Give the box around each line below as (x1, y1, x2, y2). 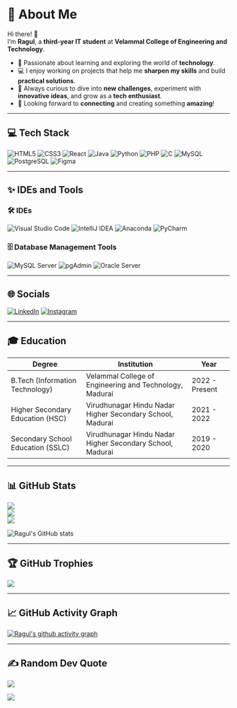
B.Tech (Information (11, 376, 77, 386)
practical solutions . (17, 76, 76, 85)
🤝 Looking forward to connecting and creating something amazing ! (17, 99, 215, 107)
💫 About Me (7, 6, 78, 23)
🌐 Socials (7, 288, 51, 300)
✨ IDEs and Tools (7, 184, 83, 196)
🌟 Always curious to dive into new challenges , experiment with (17, 84, 201, 93)
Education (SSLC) (11, 443, 70, 453)
